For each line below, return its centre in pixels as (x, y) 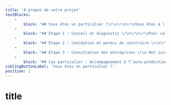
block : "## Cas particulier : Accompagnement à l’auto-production (95, 62)
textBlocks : (18, 15)
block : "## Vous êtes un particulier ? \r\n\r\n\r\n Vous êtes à (92, 24)
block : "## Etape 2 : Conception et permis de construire (86, 43)
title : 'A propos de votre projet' (43, 10)
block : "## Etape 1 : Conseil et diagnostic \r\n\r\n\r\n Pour (91, 33)
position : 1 (18, 72)
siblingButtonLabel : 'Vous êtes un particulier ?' (60, 66)
